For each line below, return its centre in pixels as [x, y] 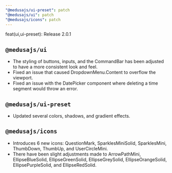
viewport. [23, 78]
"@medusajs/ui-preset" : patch [38, 10]
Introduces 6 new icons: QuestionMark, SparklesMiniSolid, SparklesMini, [90, 143]
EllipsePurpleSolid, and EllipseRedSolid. [54, 165]
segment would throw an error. [45, 89]
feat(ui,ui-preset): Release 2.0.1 [38, 34]
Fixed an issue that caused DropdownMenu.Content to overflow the [84, 72]
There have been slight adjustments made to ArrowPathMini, [77, 154]
